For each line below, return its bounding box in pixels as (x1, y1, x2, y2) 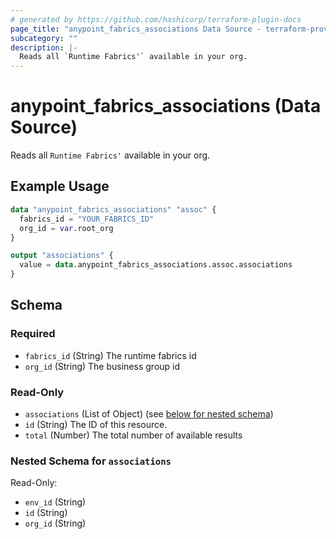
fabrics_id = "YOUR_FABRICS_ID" (19, 214, 155, 224)
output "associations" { (10, 251, 114, 261)
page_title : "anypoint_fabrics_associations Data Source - (10, 24, 262, 34)
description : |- (10, 42, 78, 53)
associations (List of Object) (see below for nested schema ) (24, 407, 274, 420)
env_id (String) (24, 496, 87, 508)
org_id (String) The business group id (24, 360, 181, 372)
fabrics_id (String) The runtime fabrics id (24, 349, 197, 361)
